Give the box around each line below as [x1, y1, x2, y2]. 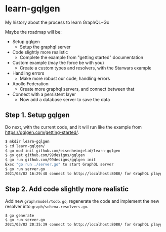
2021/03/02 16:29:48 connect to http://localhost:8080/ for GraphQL [5, 171, 149, 176]
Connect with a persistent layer [12, 91, 76, 97]
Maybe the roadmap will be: [5, 29, 62, 35]
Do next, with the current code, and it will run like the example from [5, 124, 142, 130]
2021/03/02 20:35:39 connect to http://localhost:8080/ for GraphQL [5, 222, 149, 227]
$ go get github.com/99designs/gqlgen [5, 153, 85, 158]
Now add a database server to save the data [19, 96, 110, 102]
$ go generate [5, 213, 35, 218]
